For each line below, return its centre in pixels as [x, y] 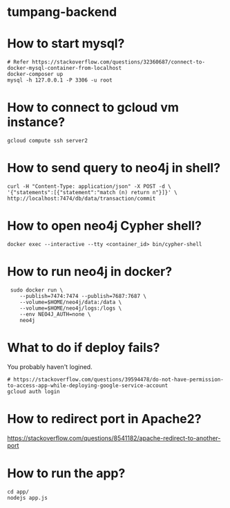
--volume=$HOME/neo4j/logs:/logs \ [71, 308]
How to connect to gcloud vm [93, 107]
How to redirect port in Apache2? [104, 419]
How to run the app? [66, 473]
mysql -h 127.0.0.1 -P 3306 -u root [60, 80]
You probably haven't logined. [50, 366]
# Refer [18, 62]
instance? [36, 122]
